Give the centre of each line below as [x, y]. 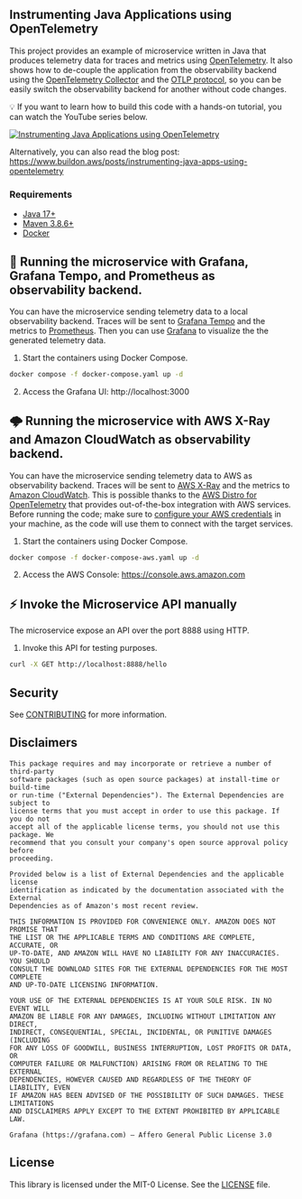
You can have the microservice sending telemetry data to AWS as [131, 475]
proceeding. [32, 858]
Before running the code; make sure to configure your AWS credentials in [146, 514]
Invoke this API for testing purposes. [90, 648]
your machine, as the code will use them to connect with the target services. [151, 524]
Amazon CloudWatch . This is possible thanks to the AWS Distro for [133, 495]
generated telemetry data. [58, 340]
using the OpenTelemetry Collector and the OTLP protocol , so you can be [146, 79]
